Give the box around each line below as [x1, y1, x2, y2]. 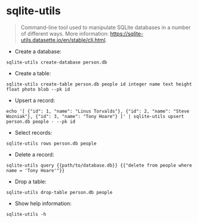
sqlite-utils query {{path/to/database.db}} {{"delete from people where [6, 162, 193, 168]
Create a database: [14, 47, 62, 55]
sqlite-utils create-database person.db [6, 59, 108, 65]
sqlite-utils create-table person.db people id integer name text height [6, 81, 193, 87]
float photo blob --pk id [6, 86, 70, 93]
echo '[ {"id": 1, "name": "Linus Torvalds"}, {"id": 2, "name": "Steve [6, 108, 190, 114]
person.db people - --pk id [6, 119, 76, 125]
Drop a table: [14, 178, 47, 185]
